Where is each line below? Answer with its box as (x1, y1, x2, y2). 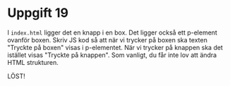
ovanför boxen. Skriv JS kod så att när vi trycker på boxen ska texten (7, 35, 208, 44)
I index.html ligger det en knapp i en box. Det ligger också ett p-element (7, 28, 217, 37)
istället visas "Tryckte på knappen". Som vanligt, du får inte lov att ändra (7, 51, 217, 59)
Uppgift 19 (7, 5, 69, 21)
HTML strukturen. (7, 58, 59, 66)
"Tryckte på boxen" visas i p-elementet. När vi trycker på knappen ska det (7, 43, 224, 51)
